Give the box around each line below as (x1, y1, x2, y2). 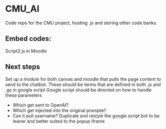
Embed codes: (5, 34, 51, 43)
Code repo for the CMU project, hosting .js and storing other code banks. (5, 20, 157, 26)
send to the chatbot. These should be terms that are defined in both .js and (5, 81, 161, 88)
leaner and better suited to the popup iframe (12, 118, 105, 124)
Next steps (5, 63, 40, 71)
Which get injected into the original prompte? (12, 107, 106, 113)
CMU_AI (5, 3, 39, 15)
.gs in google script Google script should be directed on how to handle (5, 87, 152, 93)
